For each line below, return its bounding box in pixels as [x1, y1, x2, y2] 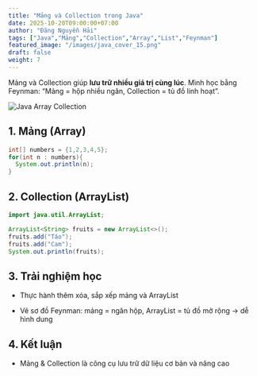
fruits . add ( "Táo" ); [8, 232, 73, 241]
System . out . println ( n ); [15, 161, 94, 169]
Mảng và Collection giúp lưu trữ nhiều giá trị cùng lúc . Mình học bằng [8, 77, 238, 87]
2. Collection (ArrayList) [8, 190, 129, 204]
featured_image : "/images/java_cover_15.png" [8, 41, 161, 49]
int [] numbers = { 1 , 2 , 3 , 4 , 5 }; [8, 145, 109, 153]
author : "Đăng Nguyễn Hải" [8, 26, 98, 34]
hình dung [19, 315, 53, 324]
